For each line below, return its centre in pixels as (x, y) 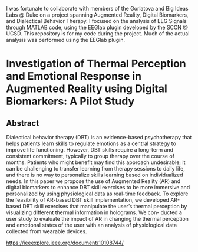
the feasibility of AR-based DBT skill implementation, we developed (88, 200)
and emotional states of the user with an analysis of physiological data (92, 225)
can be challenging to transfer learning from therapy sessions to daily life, (96, 168)
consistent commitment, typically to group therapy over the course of (90, 156)
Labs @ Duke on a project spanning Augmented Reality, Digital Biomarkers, (97, 15)
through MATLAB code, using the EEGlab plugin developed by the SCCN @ (97, 27)
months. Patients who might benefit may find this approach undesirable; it (96, 162)
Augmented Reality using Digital (87, 89)
